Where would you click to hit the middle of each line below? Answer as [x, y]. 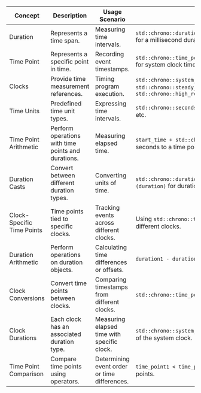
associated [66, 334]
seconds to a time [161, 147]
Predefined [66, 103]
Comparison [26, 374]
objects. [62, 270]
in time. [61, 69]
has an [60, 327]
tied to [60, 219]
